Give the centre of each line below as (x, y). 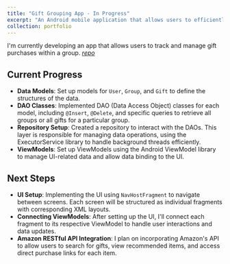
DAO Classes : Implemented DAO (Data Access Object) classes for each (118, 106)
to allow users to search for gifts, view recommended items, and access (118, 245)
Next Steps (31, 178)
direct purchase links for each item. (67, 253)
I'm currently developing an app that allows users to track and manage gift (112, 46)
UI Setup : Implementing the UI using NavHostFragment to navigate (108, 195)
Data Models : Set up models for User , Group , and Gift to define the (111, 91)
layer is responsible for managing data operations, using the (102, 135)
